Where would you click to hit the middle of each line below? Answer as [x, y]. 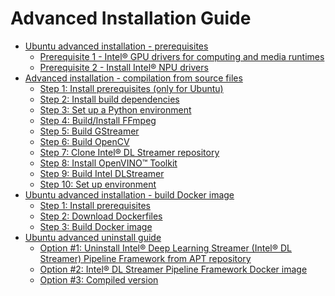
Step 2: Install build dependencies [109, 99]
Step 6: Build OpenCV [84, 141]
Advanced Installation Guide [131, 18]
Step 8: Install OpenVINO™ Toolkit [108, 163]
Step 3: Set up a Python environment [115, 109]
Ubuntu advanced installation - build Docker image [129, 194]
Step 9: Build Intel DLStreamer [102, 173]
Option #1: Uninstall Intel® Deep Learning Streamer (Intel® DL [166, 248]
